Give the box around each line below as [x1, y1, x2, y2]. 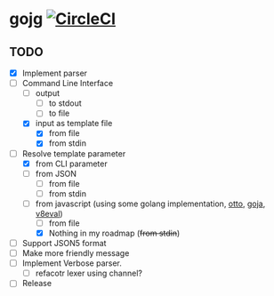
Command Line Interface [21, 78, 114, 89]
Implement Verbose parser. [21, 258, 123, 268]
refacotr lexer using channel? [35, 268, 142, 279]
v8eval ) [35, 208, 64, 219]
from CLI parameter [35, 158, 109, 169]
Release [21, 278, 52, 289]
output [35, 88, 60, 99]
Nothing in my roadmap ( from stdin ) [48, 228, 181, 238]
